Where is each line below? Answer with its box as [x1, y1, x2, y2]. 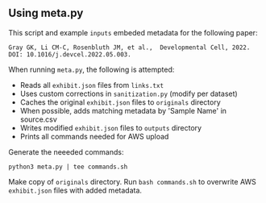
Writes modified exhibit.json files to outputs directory [19, 122, 202, 132]
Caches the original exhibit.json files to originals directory [19, 97, 222, 107]
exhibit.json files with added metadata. [8, 185, 143, 195]
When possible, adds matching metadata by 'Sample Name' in [19, 106, 227, 115]
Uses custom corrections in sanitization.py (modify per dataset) [19, 89, 238, 98]
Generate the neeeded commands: [8, 147, 124, 156]
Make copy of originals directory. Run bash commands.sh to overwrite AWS [8, 176, 256, 186]
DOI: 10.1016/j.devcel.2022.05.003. [8, 50, 131, 59]
